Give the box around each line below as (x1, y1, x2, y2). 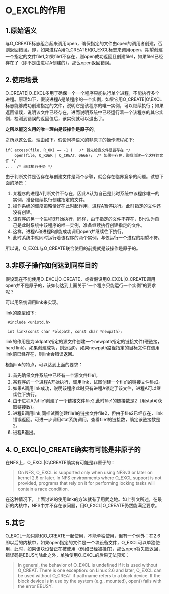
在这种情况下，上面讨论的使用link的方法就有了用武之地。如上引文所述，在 (5, 496, 158, 502)
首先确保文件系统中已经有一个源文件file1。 (12, 372, 101, 379)
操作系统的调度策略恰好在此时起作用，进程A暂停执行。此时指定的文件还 (12, 203, 161, 209)
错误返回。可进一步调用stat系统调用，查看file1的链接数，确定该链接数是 (12, 416, 161, 422)
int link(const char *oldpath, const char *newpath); (7, 329, 123, 334)
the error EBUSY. (17, 583, 53, 589)
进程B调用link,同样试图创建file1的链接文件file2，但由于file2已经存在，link (12, 410, 163, 416)
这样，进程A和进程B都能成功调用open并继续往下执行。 (12, 228, 127, 234)
